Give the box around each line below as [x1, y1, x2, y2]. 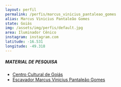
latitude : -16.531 [5, 39, 43, 44]
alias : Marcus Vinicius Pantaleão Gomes [5, 16, 90, 21]
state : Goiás [5, 21, 32, 26]
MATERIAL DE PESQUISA [5, 59, 58, 65]
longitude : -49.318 [5, 44, 46, 49]
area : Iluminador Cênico [5, 30, 57, 35]
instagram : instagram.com [5, 35, 59, 40]
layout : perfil [5, 7, 37, 12]
